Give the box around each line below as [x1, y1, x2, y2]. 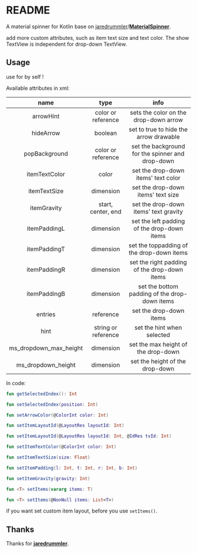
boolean [94, 129, 117, 137]
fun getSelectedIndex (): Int [6, 391, 77, 397]
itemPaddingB [26, 289, 66, 298]
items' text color [135, 174, 181, 182]
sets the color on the [130, 108, 186, 116]
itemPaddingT [26, 245, 66, 253]
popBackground [23, 149, 69, 157]
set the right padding [129, 258, 188, 266]
